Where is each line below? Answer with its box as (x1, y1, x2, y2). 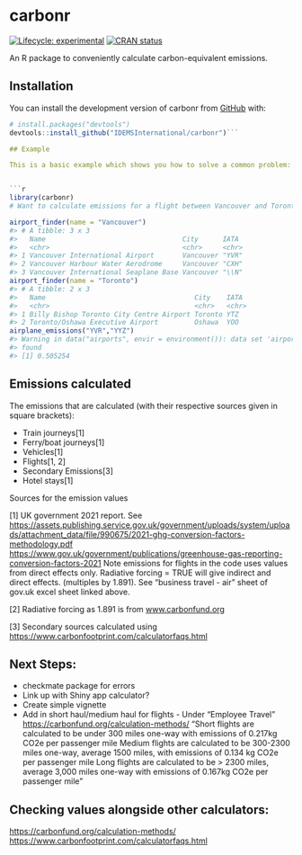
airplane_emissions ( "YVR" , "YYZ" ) (9, 326, 135, 335)
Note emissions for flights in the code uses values (102, 557, 289, 568)
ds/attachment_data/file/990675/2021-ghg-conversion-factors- (9, 529, 245, 539)
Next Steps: (9, 656, 76, 672)
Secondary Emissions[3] (22, 465, 114, 476)
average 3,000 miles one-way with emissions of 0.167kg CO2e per (22, 766, 269, 778)
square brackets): (9, 410, 75, 421)
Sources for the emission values (9, 492, 129, 503)
